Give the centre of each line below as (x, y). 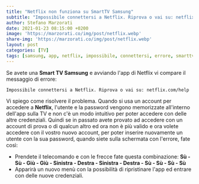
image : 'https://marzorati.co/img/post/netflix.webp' (74, 34)
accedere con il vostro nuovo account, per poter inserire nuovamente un (94, 132)
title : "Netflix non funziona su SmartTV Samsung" (70, 12)
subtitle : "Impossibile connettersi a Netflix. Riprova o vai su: (90, 17)
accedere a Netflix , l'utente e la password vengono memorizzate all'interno (98, 107)
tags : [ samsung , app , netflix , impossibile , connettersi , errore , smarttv (100, 56)
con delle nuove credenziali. (49, 175)
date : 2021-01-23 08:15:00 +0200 (47, 28)
